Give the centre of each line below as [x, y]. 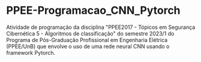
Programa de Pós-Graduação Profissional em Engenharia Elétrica [87, 40]
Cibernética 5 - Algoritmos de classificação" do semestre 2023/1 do [90, 33]
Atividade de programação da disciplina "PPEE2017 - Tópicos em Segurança [101, 27]
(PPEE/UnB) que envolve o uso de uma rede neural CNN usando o [88, 46]
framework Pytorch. [31, 52]
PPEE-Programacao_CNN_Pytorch [94, 11]
